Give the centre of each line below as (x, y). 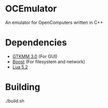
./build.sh (15, 101)
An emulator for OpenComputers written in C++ (54, 22)
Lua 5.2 (20, 67)
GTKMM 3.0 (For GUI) (35, 56)
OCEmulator (31, 9)
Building (23, 87)
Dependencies (36, 43)
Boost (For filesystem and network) (49, 61)
